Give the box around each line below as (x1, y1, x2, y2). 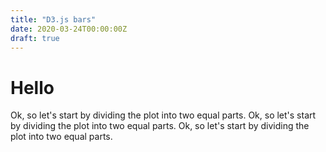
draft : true (10, 33, 60, 43)
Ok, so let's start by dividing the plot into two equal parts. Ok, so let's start (10, 109, 317, 121)
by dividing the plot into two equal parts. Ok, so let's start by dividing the (10, 120, 310, 132)
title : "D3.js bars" (10, 14, 97, 25)
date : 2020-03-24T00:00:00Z (10, 24, 128, 34)
